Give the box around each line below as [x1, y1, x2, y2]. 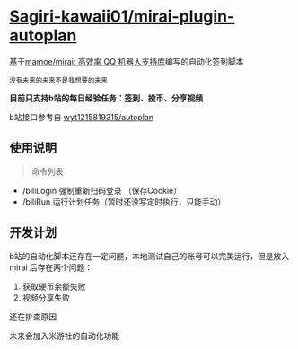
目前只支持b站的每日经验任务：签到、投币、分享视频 [9, 92, 204, 103]
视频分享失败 [22, 292, 70, 302]
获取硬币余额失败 [22, 281, 86, 292]
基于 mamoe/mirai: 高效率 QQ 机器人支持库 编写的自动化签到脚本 [9, 56, 244, 66]
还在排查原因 [9, 311, 57, 322]
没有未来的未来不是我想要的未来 [9, 75, 108, 84]
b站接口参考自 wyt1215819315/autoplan [9, 111, 154, 122]
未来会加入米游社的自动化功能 [9, 330, 119, 341]
